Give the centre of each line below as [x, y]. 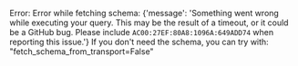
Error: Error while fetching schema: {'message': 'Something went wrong [144, 13]
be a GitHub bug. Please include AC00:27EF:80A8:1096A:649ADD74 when [142, 32]
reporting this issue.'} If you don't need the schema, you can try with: [139, 42]
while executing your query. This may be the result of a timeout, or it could [149, 23]
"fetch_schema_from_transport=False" [82, 52]
